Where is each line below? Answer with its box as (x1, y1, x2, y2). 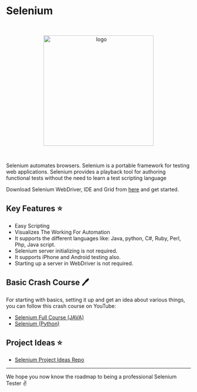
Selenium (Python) (14, 320, 60, 327)
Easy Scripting (14, 222, 50, 229)
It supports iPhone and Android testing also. (14, 253, 121, 260)
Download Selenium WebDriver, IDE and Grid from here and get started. (6, 185, 179, 192)
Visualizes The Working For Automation (14, 228, 110, 235)
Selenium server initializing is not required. (14, 247, 118, 254)
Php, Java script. (14, 241, 56, 248)
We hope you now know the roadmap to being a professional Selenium (6, 373, 177, 380)
